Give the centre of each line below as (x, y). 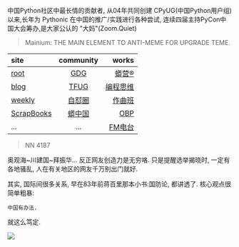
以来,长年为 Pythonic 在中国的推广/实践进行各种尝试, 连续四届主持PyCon (114, 19)
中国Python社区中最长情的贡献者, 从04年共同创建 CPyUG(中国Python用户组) (119, 10)
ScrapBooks (31, 113)
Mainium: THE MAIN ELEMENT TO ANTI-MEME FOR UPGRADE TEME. (127, 42)
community (78, 60)
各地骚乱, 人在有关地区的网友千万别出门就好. (73, 169)
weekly (23, 100)
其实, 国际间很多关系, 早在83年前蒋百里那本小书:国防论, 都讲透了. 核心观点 (116, 184)
